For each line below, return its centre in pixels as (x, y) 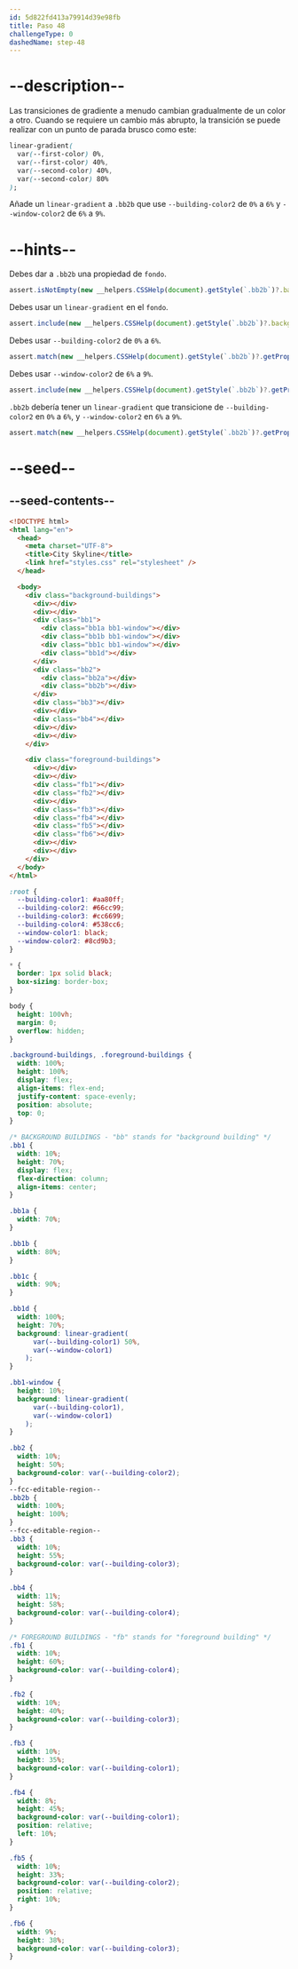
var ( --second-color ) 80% (63, 179)
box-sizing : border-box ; (63, 982)
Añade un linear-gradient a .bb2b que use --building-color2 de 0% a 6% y (145, 204)
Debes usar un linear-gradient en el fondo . (89, 307)
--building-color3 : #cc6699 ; (71, 917)
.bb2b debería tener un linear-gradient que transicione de (117, 407)
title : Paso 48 (37, 26)
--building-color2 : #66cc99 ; (71, 908)
